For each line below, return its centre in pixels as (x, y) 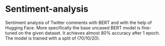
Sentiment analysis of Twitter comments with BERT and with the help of (79, 23)
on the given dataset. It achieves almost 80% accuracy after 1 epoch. (89, 33)
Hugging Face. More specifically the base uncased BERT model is (73, 27)
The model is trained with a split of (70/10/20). (53, 38)
